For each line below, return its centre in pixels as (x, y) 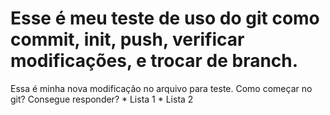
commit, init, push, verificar (127, 39)
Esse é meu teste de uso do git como (165, 18)
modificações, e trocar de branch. (154, 61)
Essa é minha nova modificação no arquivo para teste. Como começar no (161, 88)
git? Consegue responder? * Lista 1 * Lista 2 (102, 99)
